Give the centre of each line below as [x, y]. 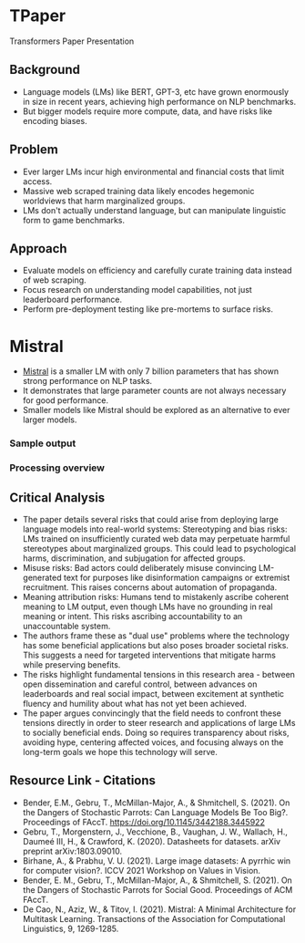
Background [45, 70]
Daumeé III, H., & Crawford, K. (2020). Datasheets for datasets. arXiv [151, 841]
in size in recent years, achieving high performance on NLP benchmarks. [159, 101]
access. [37, 181]
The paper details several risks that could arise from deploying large [151, 519]
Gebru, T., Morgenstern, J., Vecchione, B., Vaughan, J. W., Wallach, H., [155, 832]
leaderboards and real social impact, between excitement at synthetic [153, 693]
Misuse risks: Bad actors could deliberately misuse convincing [139, 567]
